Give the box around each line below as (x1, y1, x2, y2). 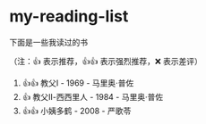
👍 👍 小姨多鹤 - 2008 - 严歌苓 (21, 105, 132, 116)
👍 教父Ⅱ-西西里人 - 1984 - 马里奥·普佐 (21, 91, 164, 102)
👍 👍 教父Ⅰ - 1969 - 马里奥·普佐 (21, 78, 134, 88)
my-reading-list (9, 6, 129, 27)
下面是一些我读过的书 (9, 37, 88, 47)
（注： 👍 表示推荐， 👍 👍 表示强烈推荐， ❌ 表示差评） (9, 55, 203, 66)
